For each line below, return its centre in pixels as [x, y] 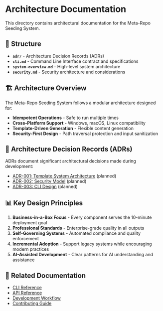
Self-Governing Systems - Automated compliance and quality [77, 233]
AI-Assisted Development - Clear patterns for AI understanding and [83, 255]
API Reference [27, 293]
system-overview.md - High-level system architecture [66, 66]
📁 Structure [23, 44]
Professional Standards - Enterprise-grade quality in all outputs [78, 228]
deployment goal [30, 223]
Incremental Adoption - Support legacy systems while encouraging [82, 244]
